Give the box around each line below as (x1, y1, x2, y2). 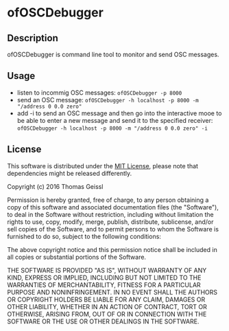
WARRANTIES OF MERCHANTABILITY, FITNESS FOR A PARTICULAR (7, 280, 201, 289)
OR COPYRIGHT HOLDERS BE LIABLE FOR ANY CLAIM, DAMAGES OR (7, 295, 206, 304)
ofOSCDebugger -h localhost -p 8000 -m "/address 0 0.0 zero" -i (16, 125, 208, 132)
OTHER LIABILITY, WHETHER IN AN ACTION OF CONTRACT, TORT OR (7, 302, 207, 310)
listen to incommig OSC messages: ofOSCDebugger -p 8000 (16, 88, 182, 97)
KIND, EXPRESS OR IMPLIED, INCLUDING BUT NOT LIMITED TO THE (7, 273, 202, 282)
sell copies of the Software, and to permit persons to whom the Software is (7, 225, 219, 233)
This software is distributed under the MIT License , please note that (7, 161, 199, 170)
